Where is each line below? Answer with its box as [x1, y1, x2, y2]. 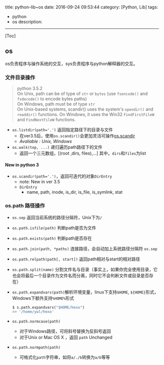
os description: [12, 19, 42, 24]
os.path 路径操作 [5, 203, 45, 209]
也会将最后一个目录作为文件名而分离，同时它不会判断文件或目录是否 [12, 273, 149, 278]
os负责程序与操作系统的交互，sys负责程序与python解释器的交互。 [5, 61, 138, 67]
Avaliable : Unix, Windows [19, 138, 72, 144]
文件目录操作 [5, 74, 36, 81]
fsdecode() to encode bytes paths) [17, 96, 87, 102]
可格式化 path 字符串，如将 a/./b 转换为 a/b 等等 [19, 354, 110, 360]
